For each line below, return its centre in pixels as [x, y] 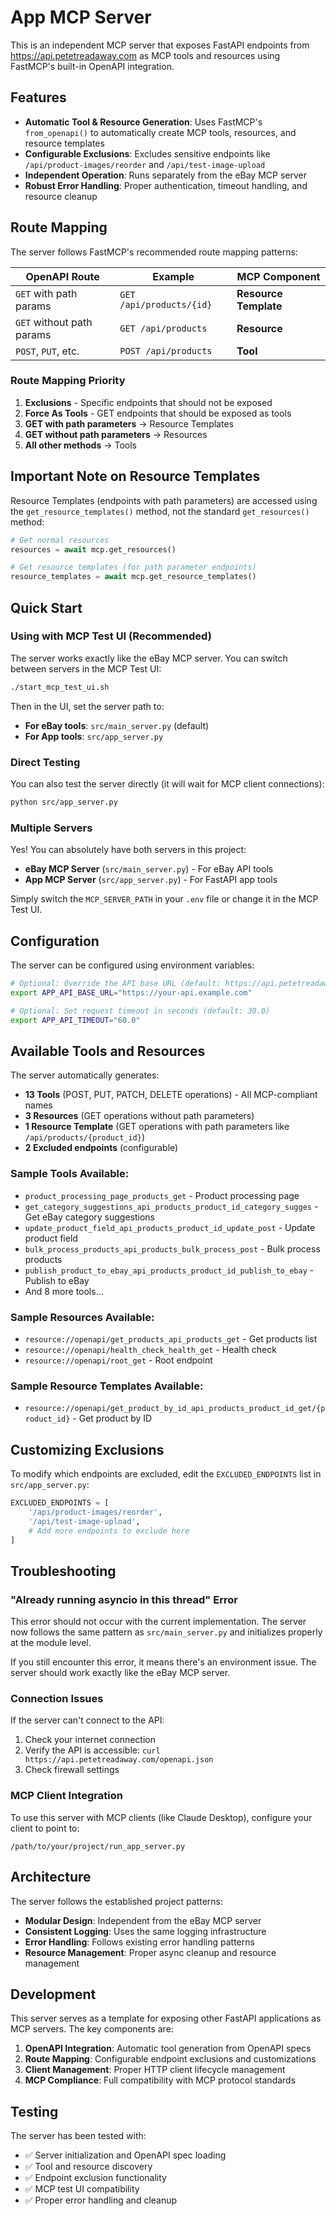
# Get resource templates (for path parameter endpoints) [133, 567]
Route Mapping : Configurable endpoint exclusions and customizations [170, 2059]
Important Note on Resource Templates [135, 476]
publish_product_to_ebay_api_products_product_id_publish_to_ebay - [169, 1270]
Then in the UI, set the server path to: [87, 706]
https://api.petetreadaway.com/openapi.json [119, 1760]
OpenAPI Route [62, 276]
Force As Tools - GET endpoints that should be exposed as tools [158, 413]
